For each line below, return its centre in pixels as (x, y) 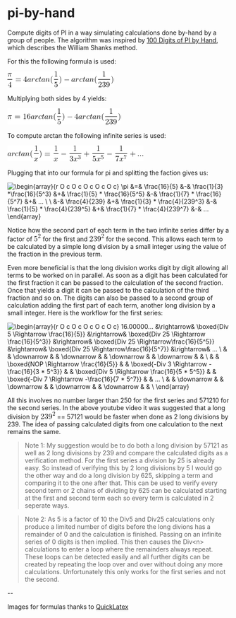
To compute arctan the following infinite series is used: (87, 135)
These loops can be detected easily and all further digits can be (117, 556)
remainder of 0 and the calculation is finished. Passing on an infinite (123, 534)
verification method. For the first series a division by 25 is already (119, 460)
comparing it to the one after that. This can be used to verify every (121, 483)
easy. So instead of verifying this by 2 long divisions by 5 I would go (123, 467)
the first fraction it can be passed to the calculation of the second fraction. (115, 282)
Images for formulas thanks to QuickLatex (68, 607)
